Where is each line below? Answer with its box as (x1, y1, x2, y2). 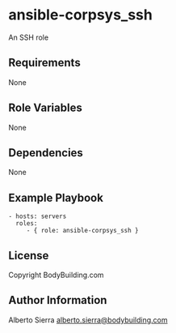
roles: (15, 220, 38, 228)
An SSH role (8, 32, 49, 42)
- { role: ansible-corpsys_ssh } (26, 227, 139, 235)
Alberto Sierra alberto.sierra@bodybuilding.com (8, 314, 168, 325)
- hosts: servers (8, 212, 67, 220)
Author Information (8, 293, 107, 307)
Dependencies (8, 146, 83, 160)
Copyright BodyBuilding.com (8, 270, 104, 280)
